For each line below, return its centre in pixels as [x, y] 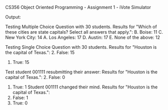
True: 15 [21, 62]
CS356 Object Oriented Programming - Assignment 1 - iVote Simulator [78, 7]
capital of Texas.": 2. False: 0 [35, 77]
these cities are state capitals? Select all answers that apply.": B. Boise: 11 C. [84, 32]
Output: [13, 17]
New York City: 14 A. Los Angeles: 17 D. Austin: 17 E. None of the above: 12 [83, 37]
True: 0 [20, 103]
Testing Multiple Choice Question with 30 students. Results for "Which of [81, 27]
